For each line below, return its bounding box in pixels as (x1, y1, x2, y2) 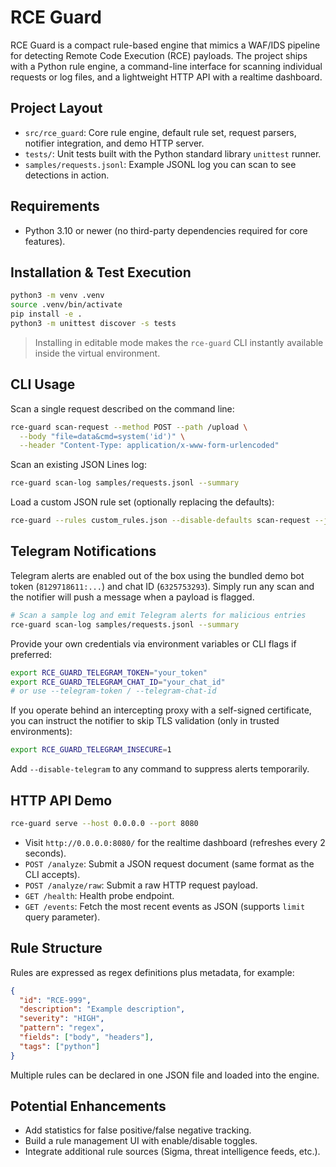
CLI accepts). (24, 868, 81, 880)
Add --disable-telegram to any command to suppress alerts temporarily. (10, 763, 310, 775)
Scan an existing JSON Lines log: (10, 459, 147, 471)
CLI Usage (10, 376, 76, 393)
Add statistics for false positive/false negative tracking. (24, 1124, 252, 1136)
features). (24, 235, 66, 247)
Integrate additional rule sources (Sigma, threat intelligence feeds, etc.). (24, 1146, 321, 1158)
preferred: (10, 648, 53, 660)
